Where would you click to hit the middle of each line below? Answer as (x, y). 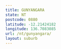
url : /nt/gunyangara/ (28, 34)
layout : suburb (22, 39)
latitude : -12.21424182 (31, 24)
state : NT (16, 15)
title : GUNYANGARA (25, 10)
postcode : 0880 (22, 19)
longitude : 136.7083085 (31, 29)
